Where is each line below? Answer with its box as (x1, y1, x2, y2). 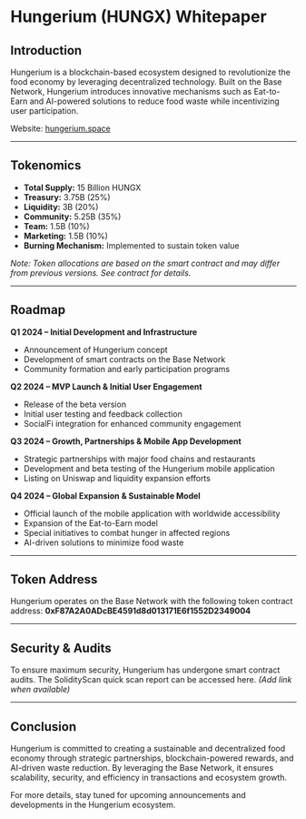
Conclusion (10, 719, 77, 734)
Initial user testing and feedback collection (23, 408, 183, 420)
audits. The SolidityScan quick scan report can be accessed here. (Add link (10, 674, 292, 685)
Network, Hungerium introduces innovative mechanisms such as (10, 86, 252, 96)
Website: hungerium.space (10, 123, 112, 134)
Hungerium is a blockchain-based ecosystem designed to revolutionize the (10, 66, 291, 77)
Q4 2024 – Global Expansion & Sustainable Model (10, 490, 201, 501)
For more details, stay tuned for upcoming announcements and (10, 790, 246, 801)
